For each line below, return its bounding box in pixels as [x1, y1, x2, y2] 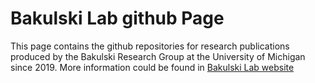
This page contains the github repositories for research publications [10, 40, 290, 52]
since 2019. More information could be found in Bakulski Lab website [10, 61, 295, 73]
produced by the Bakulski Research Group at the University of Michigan [10, 50, 306, 62]
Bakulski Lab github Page [10, 7, 225, 30]
